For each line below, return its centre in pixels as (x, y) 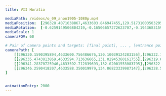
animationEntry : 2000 (27, 86)
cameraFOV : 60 (20, 37)
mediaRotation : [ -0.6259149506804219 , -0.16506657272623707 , (69, 27)
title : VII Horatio (25, 10)
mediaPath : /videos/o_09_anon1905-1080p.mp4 (52, 18)
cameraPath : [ (20, 50)
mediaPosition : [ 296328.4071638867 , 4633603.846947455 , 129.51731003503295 (84, 23)
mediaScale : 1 (20, 32)
